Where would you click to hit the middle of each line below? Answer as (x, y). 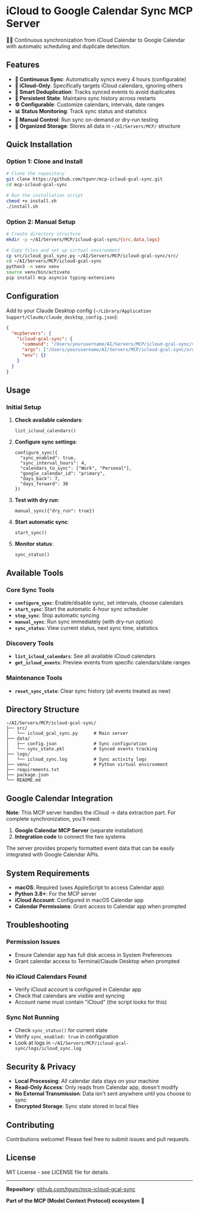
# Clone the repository (36, 174)
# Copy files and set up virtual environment (63, 250)
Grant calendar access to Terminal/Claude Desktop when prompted (97, 961)
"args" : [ (34, 350)
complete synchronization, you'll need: (53, 819)
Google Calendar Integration (60, 798)
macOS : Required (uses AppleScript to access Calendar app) (89, 887)
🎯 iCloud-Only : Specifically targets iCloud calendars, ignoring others (99, 85)
